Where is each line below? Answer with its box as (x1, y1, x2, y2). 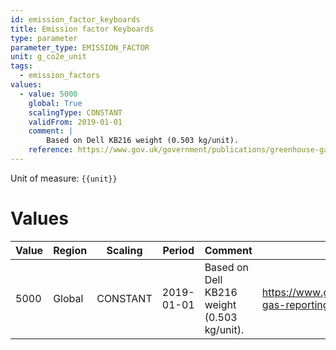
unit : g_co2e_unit (10, 52, 87, 62)
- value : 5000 (19, 89, 78, 99)
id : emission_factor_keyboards (10, 14, 141, 25)
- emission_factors (19, 71, 101, 81)
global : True (28, 98, 83, 108)
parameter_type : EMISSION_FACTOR (10, 42, 150, 53)
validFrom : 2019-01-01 (28, 117, 123, 127)
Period (162, 243, 195, 257)
